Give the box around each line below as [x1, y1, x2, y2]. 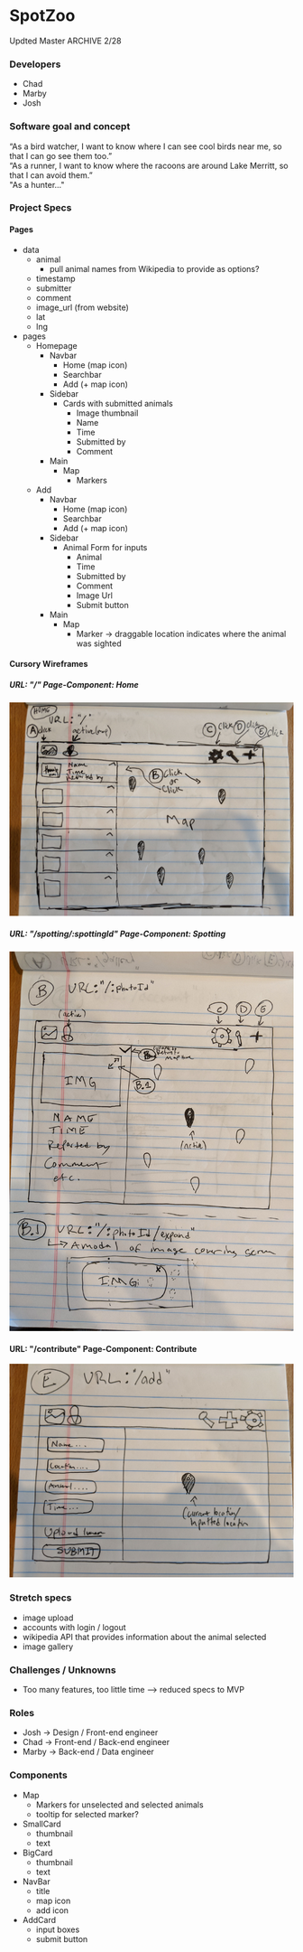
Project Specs [9, 202, 72, 214]
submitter [35, 282, 72, 294]
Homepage [35, 340, 78, 351]
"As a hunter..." [9, 179, 65, 190]
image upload [22, 1612, 74, 1623]
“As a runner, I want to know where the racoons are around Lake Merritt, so [9, 160, 289, 171]
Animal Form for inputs [62, 541, 148, 552]
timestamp [35, 273, 76, 284]
